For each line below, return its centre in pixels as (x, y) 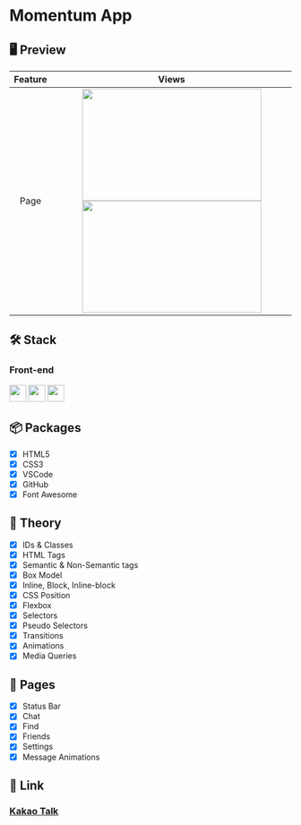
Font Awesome (50, 494)
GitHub (35, 484)
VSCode (38, 474)
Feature (30, 79)
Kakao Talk (34, 811)
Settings (38, 747)
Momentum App (71, 16)
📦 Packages (45, 428)
